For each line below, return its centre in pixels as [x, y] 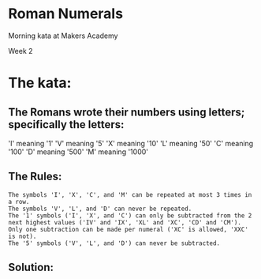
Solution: [31, 268]
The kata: [40, 83]
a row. [19, 202]
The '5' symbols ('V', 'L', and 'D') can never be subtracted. [114, 243]
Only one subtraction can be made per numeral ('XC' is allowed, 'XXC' [128, 229]
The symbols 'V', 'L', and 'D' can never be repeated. [100, 209]
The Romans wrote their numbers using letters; [127, 112]
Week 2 [21, 51]
